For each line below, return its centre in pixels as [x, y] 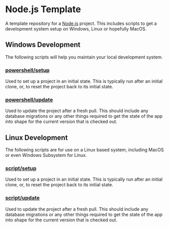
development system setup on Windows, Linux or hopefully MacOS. [76, 28]
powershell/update [29, 100]
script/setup [21, 169]
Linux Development [37, 137]
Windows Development [43, 45]
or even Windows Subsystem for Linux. [46, 155]
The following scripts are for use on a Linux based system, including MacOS [85, 150]
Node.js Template [43, 9]
